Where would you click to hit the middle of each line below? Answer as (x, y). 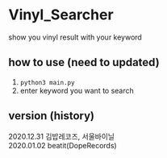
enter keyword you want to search (77, 90)
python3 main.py (47, 82)
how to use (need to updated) (84, 62)
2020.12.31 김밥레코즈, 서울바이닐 (62, 136)
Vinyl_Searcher (61, 15)
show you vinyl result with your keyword (75, 37)
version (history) (52, 116)
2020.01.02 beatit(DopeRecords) (63, 145)
